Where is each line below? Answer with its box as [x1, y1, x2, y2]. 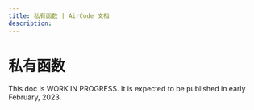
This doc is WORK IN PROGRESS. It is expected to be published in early [8, 84, 246, 94]
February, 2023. [8, 92, 62, 102]
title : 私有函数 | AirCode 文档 [8, 11, 110, 20]
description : [8, 19, 52, 27]
